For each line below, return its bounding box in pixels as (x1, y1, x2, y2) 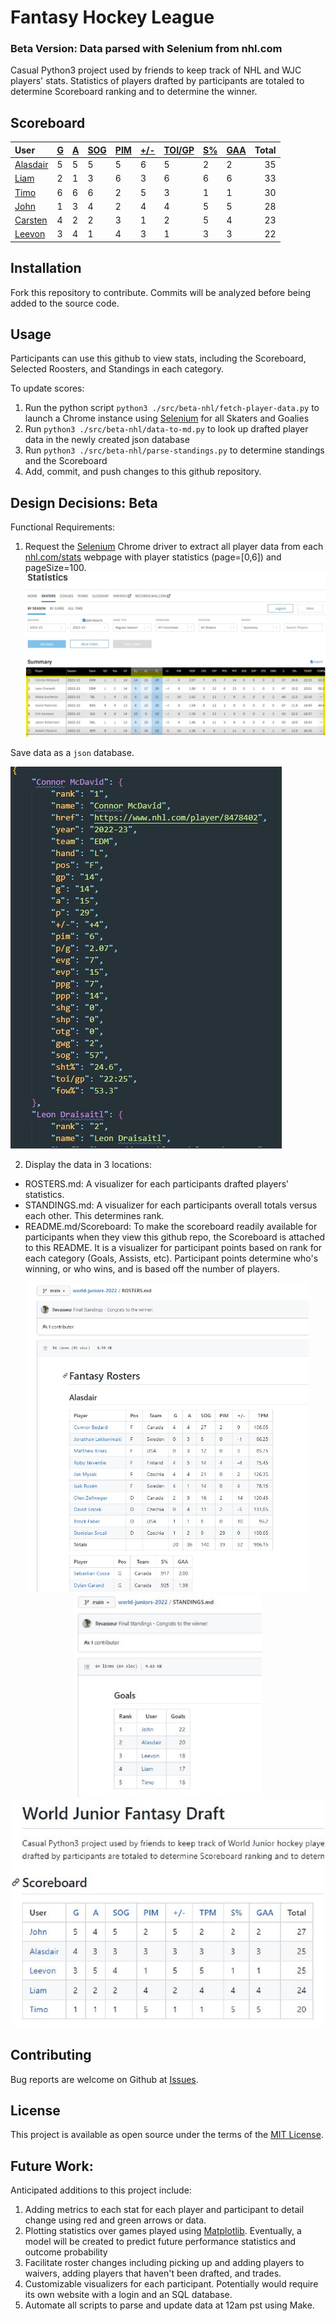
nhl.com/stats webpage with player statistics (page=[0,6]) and (24, 551, 282, 563)
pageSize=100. (24, 562, 87, 574)
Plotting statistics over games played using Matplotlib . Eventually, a (24, 2225, 302, 2237)
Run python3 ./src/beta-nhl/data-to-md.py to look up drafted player (24, 423, 309, 435)
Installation (10, 260, 82, 277)
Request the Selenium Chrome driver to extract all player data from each (24, 541, 324, 553)
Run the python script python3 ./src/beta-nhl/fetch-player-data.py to (24, 402, 320, 414)
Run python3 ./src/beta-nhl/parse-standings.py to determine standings (24, 444, 325, 456)
